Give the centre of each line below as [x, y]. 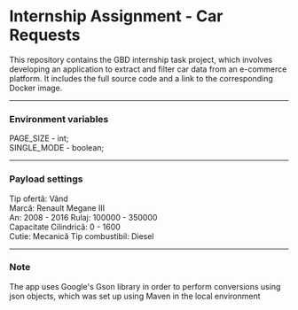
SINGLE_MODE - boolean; [57, 148]
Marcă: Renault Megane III [57, 208]
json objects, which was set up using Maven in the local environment [135, 296]
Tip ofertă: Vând [39, 198]
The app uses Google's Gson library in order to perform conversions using [145, 286]
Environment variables [59, 119]
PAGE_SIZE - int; [39, 138]
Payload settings [46, 179]
